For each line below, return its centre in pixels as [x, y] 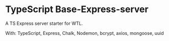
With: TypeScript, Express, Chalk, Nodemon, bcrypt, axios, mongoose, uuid [85, 33]
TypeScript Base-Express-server [77, 9]
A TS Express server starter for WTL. [44, 23]
